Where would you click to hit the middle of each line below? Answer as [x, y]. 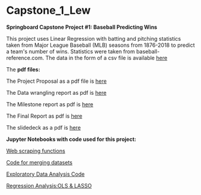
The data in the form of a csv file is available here [106, 58]
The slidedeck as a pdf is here [43, 127]
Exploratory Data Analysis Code [46, 174]
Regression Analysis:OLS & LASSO [49, 185]
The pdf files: [23, 69]
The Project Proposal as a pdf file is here [56, 81]
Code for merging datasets [40, 162]
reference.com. [25, 58]
